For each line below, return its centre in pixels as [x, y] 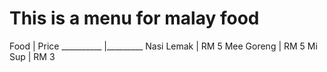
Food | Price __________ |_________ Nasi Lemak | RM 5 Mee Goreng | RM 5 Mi [163, 46]
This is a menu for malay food [134, 18]
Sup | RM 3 [32, 56]
